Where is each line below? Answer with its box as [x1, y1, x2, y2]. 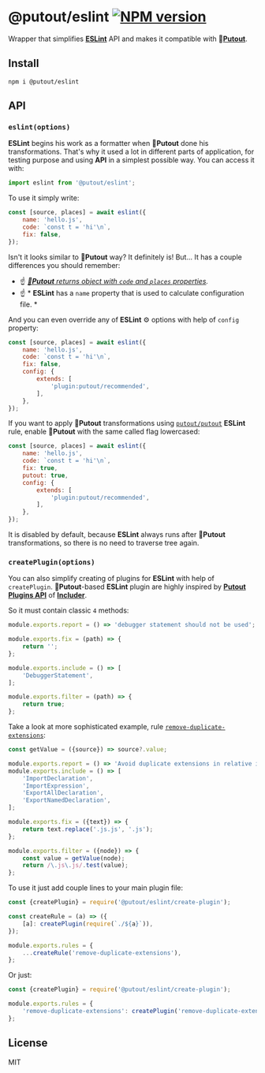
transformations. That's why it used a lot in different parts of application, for [8, 147, 255, 157]
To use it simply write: [8, 193, 80, 203]
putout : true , [22, 471, 69, 479]
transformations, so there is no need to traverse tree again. [8, 538, 200, 548]
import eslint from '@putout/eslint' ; [8, 179, 136, 187]
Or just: [8, 971, 32, 980]
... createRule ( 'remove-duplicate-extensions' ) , [22, 948, 181, 957]
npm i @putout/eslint [8, 77, 80, 86]
